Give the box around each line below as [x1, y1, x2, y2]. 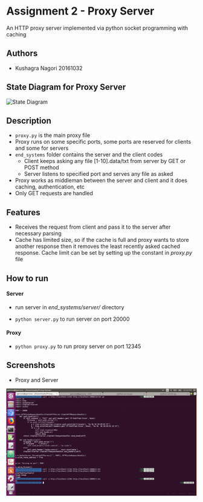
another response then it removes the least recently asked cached [14, 243, 180, 250]
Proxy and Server [14, 376, 59, 383]
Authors [6, 49, 38, 59]
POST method [24, 164, 59, 171]
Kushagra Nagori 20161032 [14, 64, 83, 72]
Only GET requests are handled [14, 190, 94, 197]
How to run [6, 273, 49, 283]
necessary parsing [14, 230, 62, 237]
